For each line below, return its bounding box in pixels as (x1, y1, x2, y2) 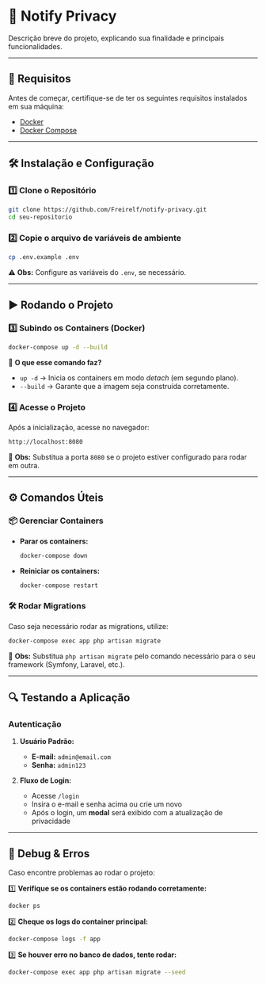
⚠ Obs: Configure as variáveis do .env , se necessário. (8, 268, 187, 277)
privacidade (31, 816, 71, 826)
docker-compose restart (19, 582, 99, 589)
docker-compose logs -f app (8, 935, 101, 944)
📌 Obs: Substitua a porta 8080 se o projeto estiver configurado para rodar (8, 452, 247, 462)
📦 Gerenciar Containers (8, 515, 104, 526)
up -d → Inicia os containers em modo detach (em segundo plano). (19, 372, 239, 383)
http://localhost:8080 (8, 438, 83, 446)
